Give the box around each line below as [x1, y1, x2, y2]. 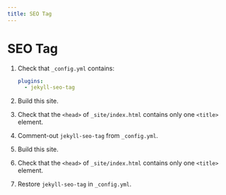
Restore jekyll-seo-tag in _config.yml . [17, 180, 132, 189]
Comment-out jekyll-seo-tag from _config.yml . [17, 132, 159, 140]
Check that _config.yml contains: [17, 64, 115, 73]
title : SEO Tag [7, 10, 52, 18]
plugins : [17, 77, 44, 84]
